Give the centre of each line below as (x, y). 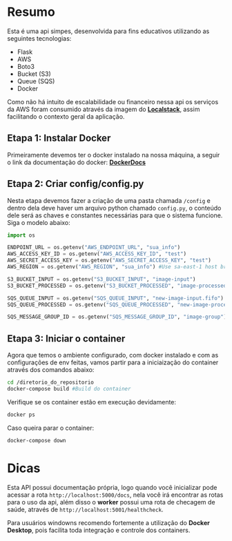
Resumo (31, 12)
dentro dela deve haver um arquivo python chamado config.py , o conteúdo (114, 208)
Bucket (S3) (34, 74)
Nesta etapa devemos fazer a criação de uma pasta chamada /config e (109, 200)
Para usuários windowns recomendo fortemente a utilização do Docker (109, 522)
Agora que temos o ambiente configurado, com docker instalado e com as (113, 355)
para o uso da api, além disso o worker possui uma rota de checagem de (111, 502)
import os (21, 235)
